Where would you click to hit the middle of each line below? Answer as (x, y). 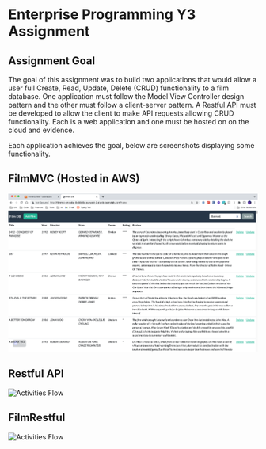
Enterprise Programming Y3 (102, 15)
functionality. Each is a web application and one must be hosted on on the (129, 122)
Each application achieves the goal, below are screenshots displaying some (131, 145)
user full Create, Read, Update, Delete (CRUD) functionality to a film (119, 88)
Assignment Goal (52, 61)
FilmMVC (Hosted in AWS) (74, 179)
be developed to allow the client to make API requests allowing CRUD (121, 113)
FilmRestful (37, 418)
